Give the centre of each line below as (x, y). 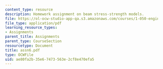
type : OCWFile (19, 55)
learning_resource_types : (31, 28)
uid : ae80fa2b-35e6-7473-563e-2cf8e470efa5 (50, 59)
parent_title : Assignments (32, 37)
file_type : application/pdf (33, 23)
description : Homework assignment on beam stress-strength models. (75, 14)
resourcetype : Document (29, 46)
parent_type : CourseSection (33, 41)
